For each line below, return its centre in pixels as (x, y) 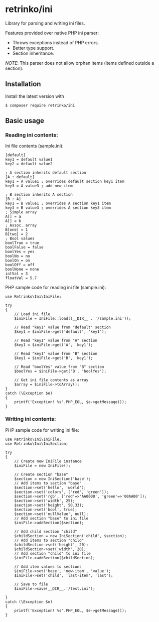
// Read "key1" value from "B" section (56, 354)
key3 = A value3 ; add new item (39, 186)
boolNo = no (18, 256)
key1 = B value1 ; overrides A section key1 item (58, 204)
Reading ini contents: (32, 135)
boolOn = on (18, 261)
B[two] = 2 (17, 234)
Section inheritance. (33, 53)
